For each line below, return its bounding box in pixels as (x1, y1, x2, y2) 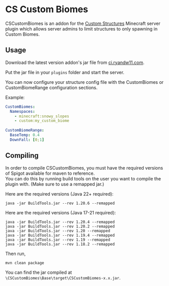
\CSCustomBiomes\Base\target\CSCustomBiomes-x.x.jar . (5, 274, 121, 280)
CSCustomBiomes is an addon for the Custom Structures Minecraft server (5, 20, 160, 26)
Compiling (5, 151, 39, 160)
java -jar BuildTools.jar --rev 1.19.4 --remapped (5, 233, 115, 238)
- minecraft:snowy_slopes (14, 113, 70, 119)
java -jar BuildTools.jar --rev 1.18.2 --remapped (5, 241, 115, 247)
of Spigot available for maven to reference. (5, 170, 95, 176)
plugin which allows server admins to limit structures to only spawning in (5, 25, 158, 31)
